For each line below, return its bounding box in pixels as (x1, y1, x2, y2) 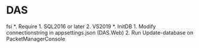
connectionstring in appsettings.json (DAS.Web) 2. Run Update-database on (6, 29, 194, 36)
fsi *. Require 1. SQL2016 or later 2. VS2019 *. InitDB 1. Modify (6, 23, 156, 30)
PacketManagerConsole (6, 35, 66, 42)
